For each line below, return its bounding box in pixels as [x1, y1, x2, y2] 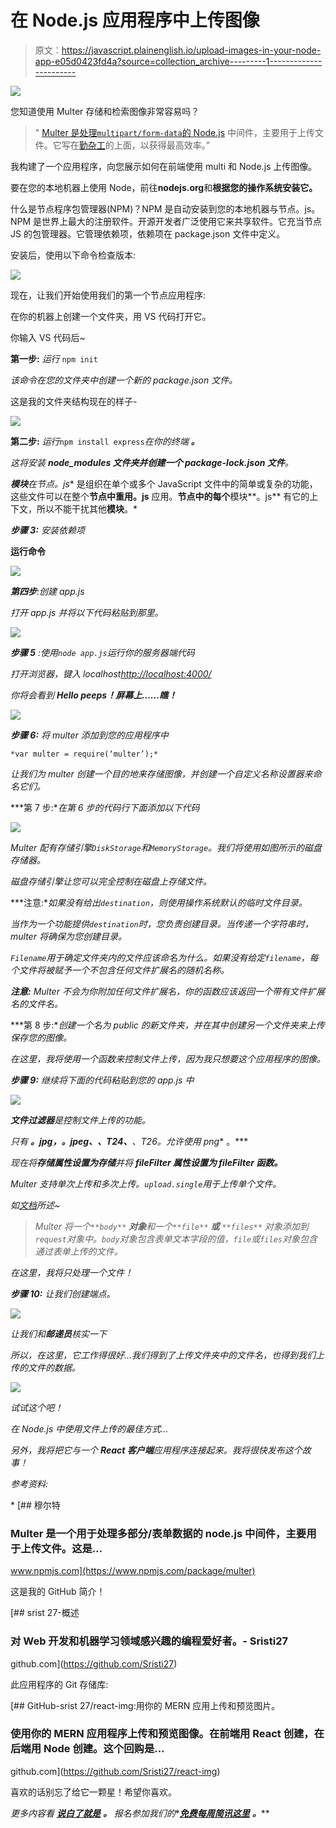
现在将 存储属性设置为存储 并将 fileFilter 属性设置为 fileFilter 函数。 [10, 1156, 283, 1168]
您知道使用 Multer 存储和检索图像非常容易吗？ [10, 105, 200, 117]
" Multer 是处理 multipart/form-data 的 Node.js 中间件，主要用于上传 [34, 126, 316, 138]
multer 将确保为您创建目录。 [10, 930, 127, 942]
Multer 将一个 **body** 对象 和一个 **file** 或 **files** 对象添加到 [34, 1220, 309, 1232]
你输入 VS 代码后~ [10, 331, 86, 343]
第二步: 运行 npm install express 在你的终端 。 [10, 435, 200, 447]
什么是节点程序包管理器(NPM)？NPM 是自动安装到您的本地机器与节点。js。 [10, 202, 321, 215]
